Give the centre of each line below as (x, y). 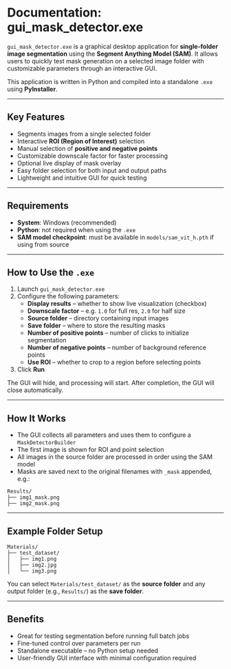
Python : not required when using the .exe (76, 229)
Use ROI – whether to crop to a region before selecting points (114, 362)
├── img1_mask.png (33, 497)
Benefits (26, 619)
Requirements (38, 206)
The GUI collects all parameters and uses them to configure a (104, 435)
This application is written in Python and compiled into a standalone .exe (110, 81)
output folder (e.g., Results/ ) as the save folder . (76, 591)
